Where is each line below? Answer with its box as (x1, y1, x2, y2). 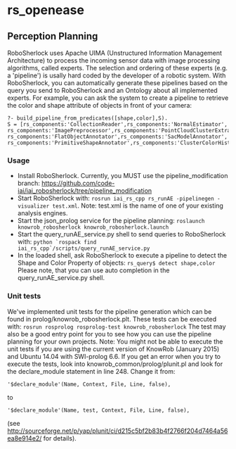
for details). (43, 434, 77, 442)
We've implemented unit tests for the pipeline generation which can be (7, 307, 212, 315)
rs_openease (7, 2, 84, 18)
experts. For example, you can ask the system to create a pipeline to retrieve (7, 94, 229, 102)
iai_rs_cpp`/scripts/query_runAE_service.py (17, 245, 150, 252)
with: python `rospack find (17, 238, 97, 246)
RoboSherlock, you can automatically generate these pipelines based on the (7, 79, 228, 87)
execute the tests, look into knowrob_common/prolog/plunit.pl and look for (7, 360, 223, 368)
